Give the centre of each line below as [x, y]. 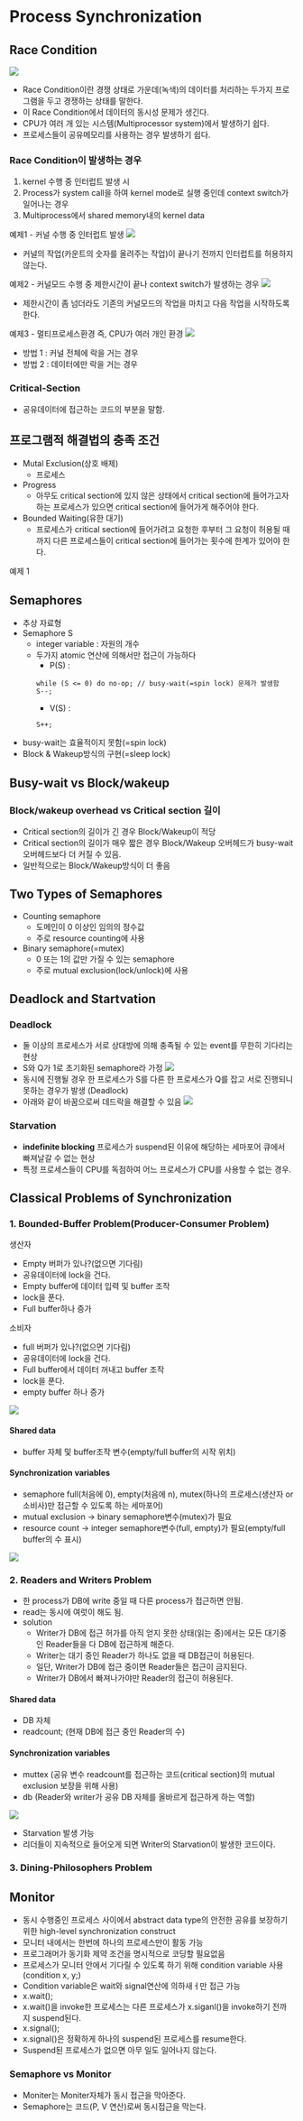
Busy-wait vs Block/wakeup [89, 783]
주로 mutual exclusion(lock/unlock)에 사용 [112, 970]
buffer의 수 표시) [52, 1539]
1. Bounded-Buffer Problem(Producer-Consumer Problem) [140, 1224]
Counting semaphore [61, 916]
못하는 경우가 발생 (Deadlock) [75, 1091]
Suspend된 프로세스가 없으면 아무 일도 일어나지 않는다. [119, 2051]
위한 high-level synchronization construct [99, 1932]
